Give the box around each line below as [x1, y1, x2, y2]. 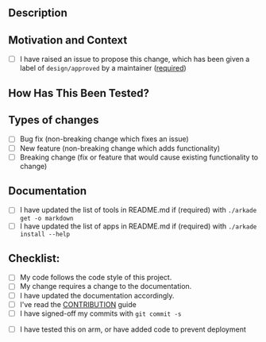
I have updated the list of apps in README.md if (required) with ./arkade [19, 221, 257, 231]
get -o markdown [19, 214, 74, 222]
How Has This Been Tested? [8, 86, 149, 100]
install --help [19, 230, 71, 238]
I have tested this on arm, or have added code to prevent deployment [19, 325, 246, 334]
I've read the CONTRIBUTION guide [19, 299, 137, 309]
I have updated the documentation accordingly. [19, 290, 175, 300]
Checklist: [8, 252, 60, 265]
